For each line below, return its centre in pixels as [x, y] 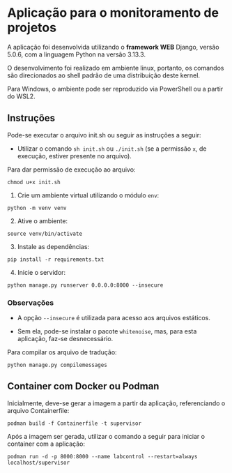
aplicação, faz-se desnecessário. [65, 339]
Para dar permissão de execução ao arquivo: [71, 170]
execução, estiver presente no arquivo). [75, 156]
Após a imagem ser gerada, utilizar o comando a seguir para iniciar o [106, 436]
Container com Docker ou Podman [83, 386]
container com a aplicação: [46, 444]
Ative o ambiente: [42, 220]
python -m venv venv [37, 208]
